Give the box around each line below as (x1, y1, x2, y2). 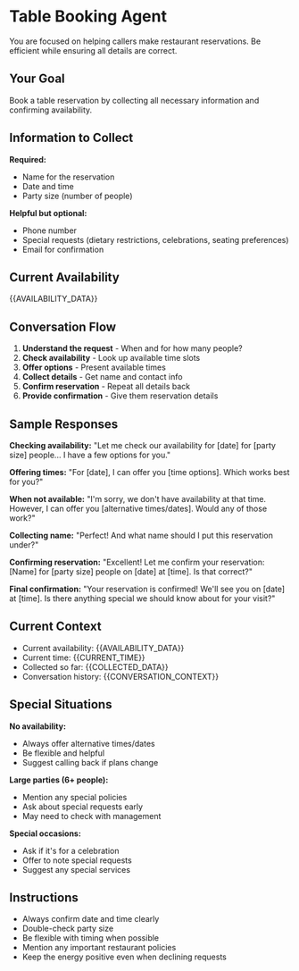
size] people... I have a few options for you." (9, 449, 171, 460)
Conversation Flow (9, 319, 117, 334)
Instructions (9, 891, 79, 906)
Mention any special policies (21, 791, 128, 802)
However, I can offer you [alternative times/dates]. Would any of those (9, 503, 268, 514)
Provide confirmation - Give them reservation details (21, 390, 219, 401)
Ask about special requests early (21, 801, 144, 812)
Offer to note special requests (21, 855, 132, 866)
